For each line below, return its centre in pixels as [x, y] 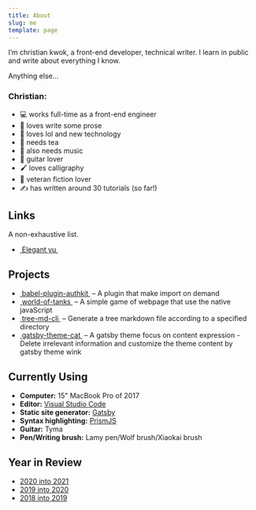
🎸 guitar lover [41, 159]
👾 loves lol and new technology [70, 134]
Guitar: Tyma [41, 429]
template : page [33, 30]
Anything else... [33, 76]
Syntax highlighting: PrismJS [68, 421]
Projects [29, 274]
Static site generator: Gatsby [67, 412]
